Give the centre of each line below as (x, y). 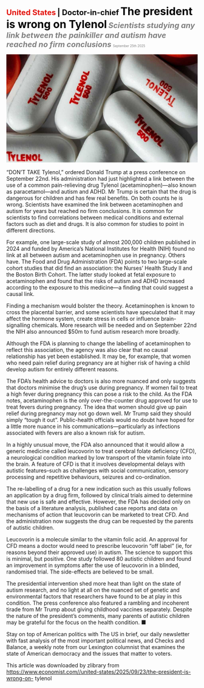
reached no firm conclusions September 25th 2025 (76, 44)
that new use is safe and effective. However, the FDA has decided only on (99, 502)
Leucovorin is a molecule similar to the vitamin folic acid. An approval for (97, 539)
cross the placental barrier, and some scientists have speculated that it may (101, 312)
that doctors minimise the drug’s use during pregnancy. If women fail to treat (102, 387)
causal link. (20, 293)
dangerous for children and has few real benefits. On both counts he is (95, 198)
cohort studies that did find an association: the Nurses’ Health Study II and (99, 268)
